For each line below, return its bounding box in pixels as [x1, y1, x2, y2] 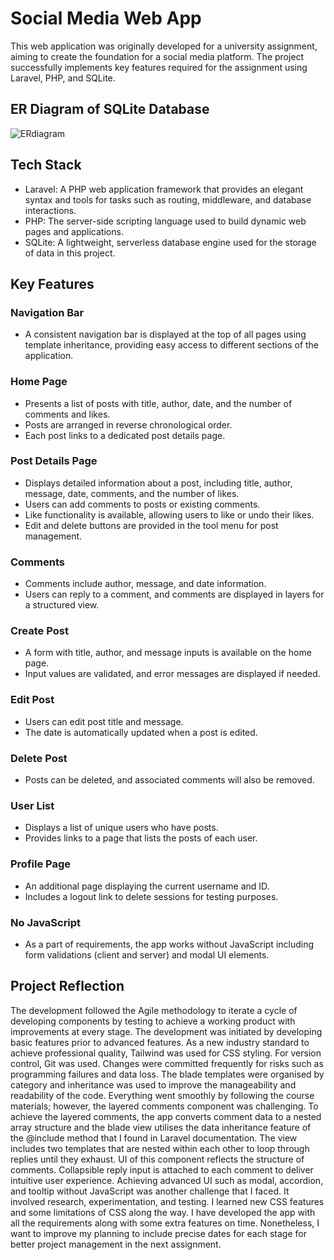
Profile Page [10, 857, 71, 871]
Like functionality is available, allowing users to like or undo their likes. [24, 508, 315, 521]
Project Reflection [10, 978, 125, 995]
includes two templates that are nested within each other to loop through [10, 1142, 310, 1154]
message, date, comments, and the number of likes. [24, 487, 240, 499]
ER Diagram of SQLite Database [10, 101, 210, 118]
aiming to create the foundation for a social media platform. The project [10, 50, 305, 62]
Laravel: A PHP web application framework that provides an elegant [24, 183, 304, 195]
